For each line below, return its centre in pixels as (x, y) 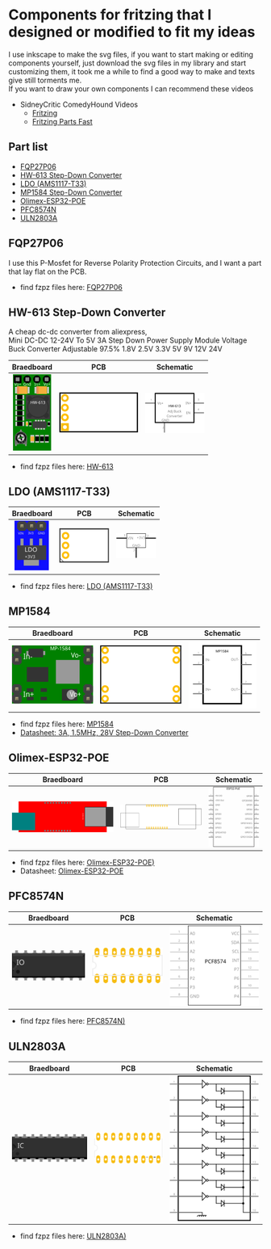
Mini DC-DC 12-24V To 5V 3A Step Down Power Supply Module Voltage (128, 340)
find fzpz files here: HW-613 (67, 466)
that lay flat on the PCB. (48, 271)
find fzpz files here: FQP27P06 (71, 287)
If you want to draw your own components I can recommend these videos (131, 88)
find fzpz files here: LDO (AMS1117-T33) (86, 586)
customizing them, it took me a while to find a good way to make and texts (132, 71)
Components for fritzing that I (110, 15)
